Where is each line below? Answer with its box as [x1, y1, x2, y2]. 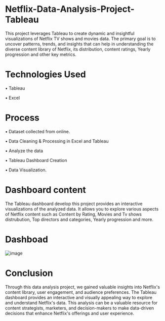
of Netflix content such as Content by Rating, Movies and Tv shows [5, 211, 142, 217]
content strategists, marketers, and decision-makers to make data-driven [5, 305, 154, 311]
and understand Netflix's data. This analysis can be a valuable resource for [5, 300, 158, 306]
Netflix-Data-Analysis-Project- [5, 3, 135, 15]
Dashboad [5, 234, 48, 245]
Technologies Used [5, 69, 86, 80]
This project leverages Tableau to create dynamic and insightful [5, 30, 135, 36]
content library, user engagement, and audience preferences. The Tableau [5, 289, 157, 295]
